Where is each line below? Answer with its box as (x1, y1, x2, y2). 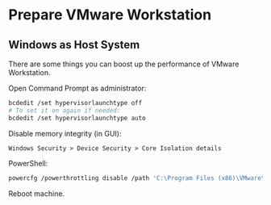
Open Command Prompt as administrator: (8, 83, 147, 93)
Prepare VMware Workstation (8, 6, 212, 24)
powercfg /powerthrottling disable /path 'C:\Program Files (8, 174, 215, 182)
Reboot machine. (8, 188, 65, 199)
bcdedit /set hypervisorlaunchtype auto (8, 114, 147, 122)
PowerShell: (8, 158, 48, 168)
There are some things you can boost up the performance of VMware (8, 59, 240, 69)
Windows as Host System (8, 38, 140, 52)
